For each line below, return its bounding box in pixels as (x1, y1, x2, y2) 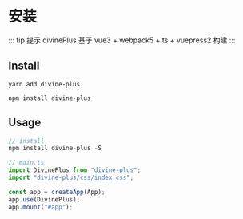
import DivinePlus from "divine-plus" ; (8, 166, 141, 174)
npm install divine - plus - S (8, 145, 102, 153)
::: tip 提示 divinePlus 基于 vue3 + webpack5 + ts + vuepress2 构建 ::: (8, 35, 236, 45)
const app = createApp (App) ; (8, 188, 106, 196)
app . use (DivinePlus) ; (8, 195, 81, 204)
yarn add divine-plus (8, 80, 81, 88)
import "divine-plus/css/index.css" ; (8, 173, 134, 182)
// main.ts (8, 159, 45, 167)
